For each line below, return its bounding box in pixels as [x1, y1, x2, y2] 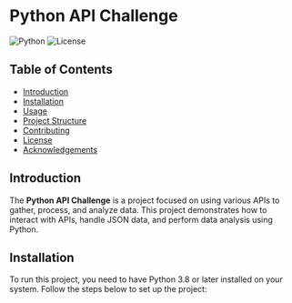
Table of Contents [9, 62, 114, 77]
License [22, 134, 53, 146]
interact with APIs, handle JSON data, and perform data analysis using [9, 214, 273, 225]
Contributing [22, 125, 70, 136]
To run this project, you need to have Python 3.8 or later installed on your [9, 274, 284, 285]
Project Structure [22, 115, 87, 126]
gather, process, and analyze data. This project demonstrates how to [9, 204, 267, 215]
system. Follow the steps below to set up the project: [9, 284, 207, 295]
